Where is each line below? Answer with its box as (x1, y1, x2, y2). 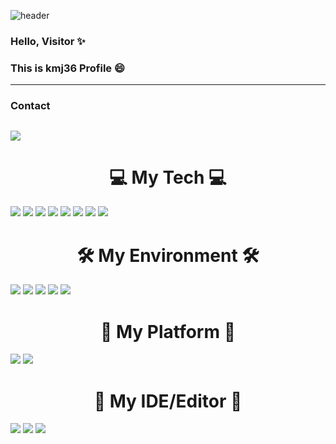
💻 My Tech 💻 (109, 166, 227, 189)
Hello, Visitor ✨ (10, 34, 86, 48)
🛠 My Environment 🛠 (76, 244, 260, 267)
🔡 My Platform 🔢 (99, 320, 237, 343)
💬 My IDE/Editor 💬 (93, 390, 243, 412)
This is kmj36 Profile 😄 (10, 61, 126, 75)
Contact (10, 99, 51, 113)
